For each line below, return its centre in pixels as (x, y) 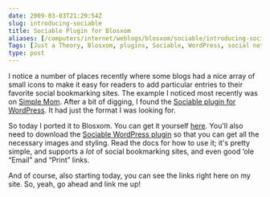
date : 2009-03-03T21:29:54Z (55, 16)
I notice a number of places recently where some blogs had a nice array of (132, 76)
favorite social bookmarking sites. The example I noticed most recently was (133, 93)
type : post (27, 53)
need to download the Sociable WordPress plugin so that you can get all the (134, 134)
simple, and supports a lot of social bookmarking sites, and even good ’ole (131, 151)
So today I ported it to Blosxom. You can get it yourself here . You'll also (126, 126)
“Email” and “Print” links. (49, 160)
